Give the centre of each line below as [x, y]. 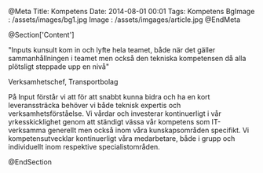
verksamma [27, 130]
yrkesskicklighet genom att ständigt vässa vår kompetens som [109, 122]
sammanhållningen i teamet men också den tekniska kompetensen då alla [127, 58]
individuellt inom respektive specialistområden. [84, 147]
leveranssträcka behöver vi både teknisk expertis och [95, 105]
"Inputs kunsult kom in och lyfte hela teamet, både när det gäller [112, 50]
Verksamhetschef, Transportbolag [63, 82]
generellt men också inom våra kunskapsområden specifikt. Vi [148, 130]
